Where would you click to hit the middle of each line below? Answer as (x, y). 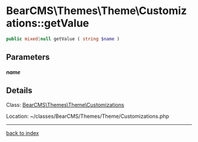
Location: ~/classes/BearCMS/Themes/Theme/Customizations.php (88, 116)
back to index (23, 133)
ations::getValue (48, 23)
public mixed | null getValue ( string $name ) (63, 39)
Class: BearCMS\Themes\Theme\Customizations (65, 104)
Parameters (28, 57)
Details (19, 91)
